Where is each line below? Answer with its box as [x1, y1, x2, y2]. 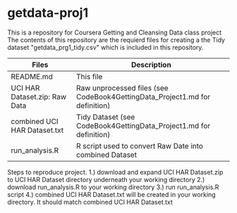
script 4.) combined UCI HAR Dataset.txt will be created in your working [7, 190, 217, 198]
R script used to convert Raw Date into [76, 141, 203, 150]
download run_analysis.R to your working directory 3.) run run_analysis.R [7, 183, 219, 191]
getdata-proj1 [7, 5, 89, 21]
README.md [11, 72, 53, 82]
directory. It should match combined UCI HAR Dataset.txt [7, 198, 173, 206]
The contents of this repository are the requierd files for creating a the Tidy [7, 35, 226, 44]
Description [130, 60, 171, 70]
